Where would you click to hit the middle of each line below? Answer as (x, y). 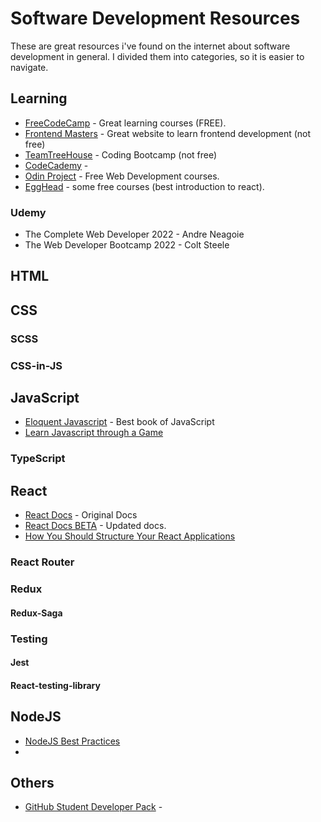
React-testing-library (55, 685)
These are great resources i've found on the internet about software (150, 46)
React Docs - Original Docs (81, 515)
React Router (42, 562)
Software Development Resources (155, 18)
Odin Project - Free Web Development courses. (122, 176)
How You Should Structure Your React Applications (130, 536)
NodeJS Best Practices (72, 741)
